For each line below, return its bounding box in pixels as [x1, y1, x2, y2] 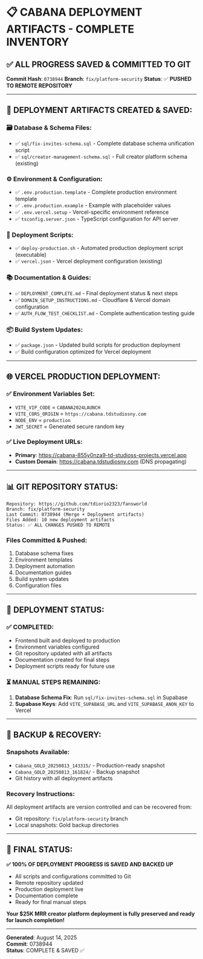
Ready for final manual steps [14, 898, 86, 905]
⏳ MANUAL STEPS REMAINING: [6, 678, 101, 686]
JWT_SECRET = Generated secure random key [14, 423, 125, 430]
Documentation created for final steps [14, 656, 110, 663]
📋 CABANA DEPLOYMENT [6, 5, 143, 19]
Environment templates [14, 556, 73, 563]
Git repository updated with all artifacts [14, 649, 112, 656]
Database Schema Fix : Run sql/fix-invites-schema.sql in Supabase [14, 693, 188, 701]
